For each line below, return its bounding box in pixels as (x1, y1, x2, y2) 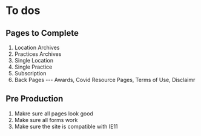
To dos (5, 4, 41, 18)
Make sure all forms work (14, 116, 78, 123)
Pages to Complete (5, 28, 79, 38)
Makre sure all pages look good (14, 110, 93, 117)
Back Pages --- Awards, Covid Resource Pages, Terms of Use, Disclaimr (14, 76, 196, 83)
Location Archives (14, 44, 60, 51)
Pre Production (5, 93, 64, 104)
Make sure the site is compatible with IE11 (14, 123, 119, 130)
